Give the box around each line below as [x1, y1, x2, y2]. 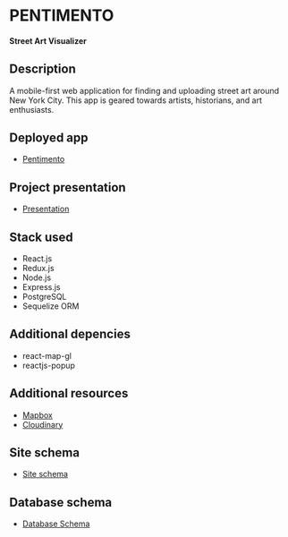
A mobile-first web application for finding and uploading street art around [9, 85, 280, 96]
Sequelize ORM [21, 301, 80, 311]
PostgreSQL [21, 292, 67, 303]
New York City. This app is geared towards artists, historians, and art [9, 95, 262, 106]
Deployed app [9, 130, 89, 145]
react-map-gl [21, 350, 72, 361]
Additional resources [9, 386, 129, 401]
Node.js [21, 272, 52, 283]
